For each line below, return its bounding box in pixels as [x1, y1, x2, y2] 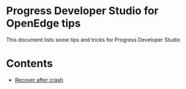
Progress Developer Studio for [6, 4, 159, 18]
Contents [6, 57, 53, 70]
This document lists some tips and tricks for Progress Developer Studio [6, 36, 181, 43]
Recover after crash [14, 76, 64, 83]
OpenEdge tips [6, 17, 81, 30]
